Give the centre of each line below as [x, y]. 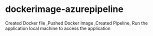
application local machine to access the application [58, 28]
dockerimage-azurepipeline [64, 9]
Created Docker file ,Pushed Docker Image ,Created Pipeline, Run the [76, 23]
